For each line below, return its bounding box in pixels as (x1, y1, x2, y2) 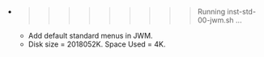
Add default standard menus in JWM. (28, 31, 153, 40)
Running (197, 7, 226, 16)
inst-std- (226, 7, 257, 16)
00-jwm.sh (197, 15, 234, 25)
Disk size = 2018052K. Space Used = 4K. (28, 39, 166, 49)
